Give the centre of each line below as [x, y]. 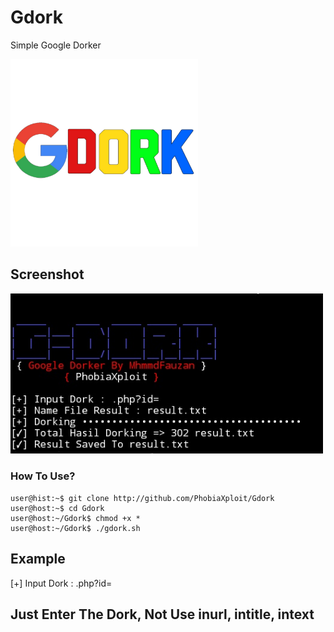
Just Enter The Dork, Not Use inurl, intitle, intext [162, 614]
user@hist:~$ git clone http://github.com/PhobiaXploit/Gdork [142, 498]
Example [38, 559]
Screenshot [47, 274]
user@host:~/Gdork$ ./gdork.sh [75, 528]
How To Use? [43, 476]
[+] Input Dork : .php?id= [61, 583]
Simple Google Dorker [56, 45]
